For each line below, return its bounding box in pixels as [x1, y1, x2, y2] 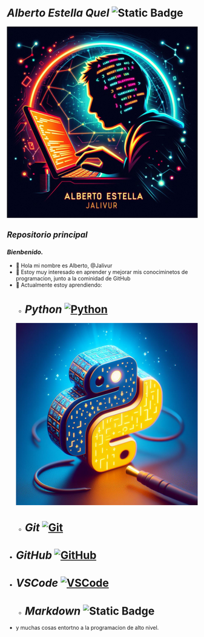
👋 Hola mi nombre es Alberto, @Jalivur [15, 262, 113, 269]
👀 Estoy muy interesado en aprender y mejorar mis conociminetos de [15, 268, 188, 276]
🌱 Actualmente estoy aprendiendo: [15, 281, 102, 288]
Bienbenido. [7, 248, 44, 256]
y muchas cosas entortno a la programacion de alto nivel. [15, 624, 159, 632]
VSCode [15, 576, 59, 590]
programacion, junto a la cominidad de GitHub [15, 274, 131, 282]
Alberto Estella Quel [7, 6, 110, 20]
